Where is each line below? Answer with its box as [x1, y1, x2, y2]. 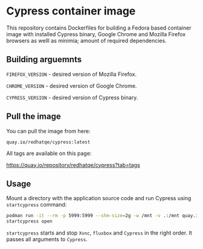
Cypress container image [6, 4, 136, 18]
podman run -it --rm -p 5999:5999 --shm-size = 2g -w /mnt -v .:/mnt [6, 213, 180, 219]
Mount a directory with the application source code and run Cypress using [6, 195, 192, 202]
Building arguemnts [6, 54, 82, 65]
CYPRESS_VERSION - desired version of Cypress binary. [6, 93, 138, 101]
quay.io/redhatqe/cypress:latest [6, 139, 91, 145]
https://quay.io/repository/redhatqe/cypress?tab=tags [6, 161, 140, 168]
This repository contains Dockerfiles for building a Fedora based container [6, 24, 192, 31]
